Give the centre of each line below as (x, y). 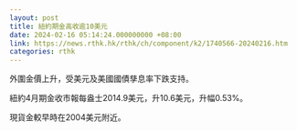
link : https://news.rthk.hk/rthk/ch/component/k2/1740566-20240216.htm (148, 43)
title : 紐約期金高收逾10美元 (58, 26)
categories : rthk (42, 52)
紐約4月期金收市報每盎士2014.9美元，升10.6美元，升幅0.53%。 (129, 98)
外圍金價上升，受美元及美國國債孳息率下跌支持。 (101, 79)
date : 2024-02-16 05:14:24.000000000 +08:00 (95, 35)
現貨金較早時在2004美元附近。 (68, 117)
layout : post (34, 18)
